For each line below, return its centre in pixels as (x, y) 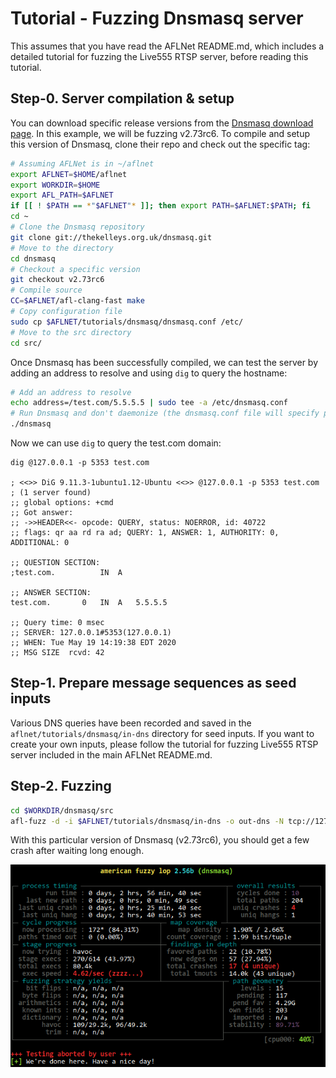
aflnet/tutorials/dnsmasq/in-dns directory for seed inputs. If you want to (162, 733)
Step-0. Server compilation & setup (122, 98)
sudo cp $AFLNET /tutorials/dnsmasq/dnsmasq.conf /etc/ (127, 322)
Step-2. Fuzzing (61, 786)
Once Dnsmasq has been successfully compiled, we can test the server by (164, 362)
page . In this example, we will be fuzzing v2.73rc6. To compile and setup (160, 133)
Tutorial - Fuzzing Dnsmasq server (157, 18)
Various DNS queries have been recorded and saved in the (131, 723)
